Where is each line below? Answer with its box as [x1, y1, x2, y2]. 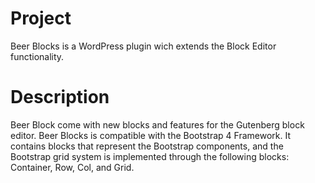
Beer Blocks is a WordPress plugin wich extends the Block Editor [10, 40, 277, 52]
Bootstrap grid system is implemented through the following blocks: [10, 150, 290, 162]
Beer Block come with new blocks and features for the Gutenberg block [10, 118, 305, 131]
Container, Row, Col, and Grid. [10, 161, 135, 173]
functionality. [10, 50, 65, 62]
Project [10, 7, 72, 30]
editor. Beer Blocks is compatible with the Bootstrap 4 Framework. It [10, 129, 291, 141]
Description [10, 86, 110, 109]
